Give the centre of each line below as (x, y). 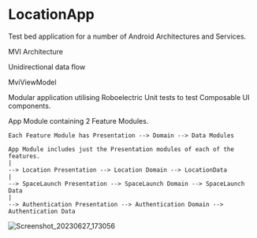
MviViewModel (32, 82)
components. (30, 106)
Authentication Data (42, 211)
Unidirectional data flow (47, 67)
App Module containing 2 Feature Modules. (78, 121)
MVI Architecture (36, 51)
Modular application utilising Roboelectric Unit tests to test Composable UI (129, 97)
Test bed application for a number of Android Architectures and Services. (127, 36)
